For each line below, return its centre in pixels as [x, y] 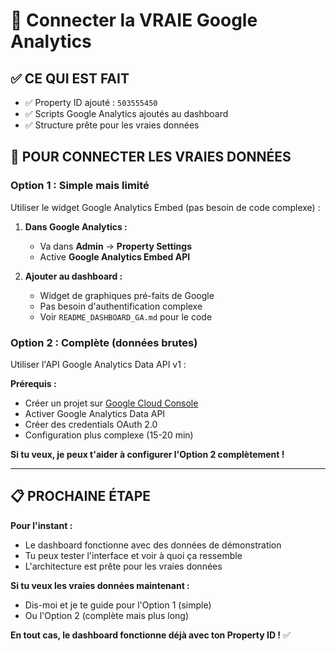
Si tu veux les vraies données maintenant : [100, 585]
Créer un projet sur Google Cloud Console [111, 403]
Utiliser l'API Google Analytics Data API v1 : [98, 364]
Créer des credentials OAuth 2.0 [91, 424]
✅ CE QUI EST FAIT [70, 78]
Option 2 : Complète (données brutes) [104, 342]
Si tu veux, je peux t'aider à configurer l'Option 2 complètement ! [147, 454]
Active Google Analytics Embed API [115, 256]
